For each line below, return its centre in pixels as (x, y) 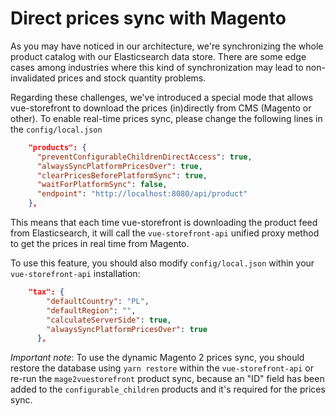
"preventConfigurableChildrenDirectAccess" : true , (144, 157)
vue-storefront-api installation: (75, 274)
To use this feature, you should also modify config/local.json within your (162, 263)
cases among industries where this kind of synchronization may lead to (157, 67)
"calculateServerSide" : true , (109, 320)
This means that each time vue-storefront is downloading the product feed (164, 223)
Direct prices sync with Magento (148, 18)
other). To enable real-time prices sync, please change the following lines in (166, 118)
